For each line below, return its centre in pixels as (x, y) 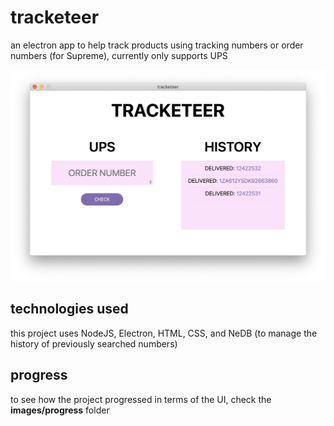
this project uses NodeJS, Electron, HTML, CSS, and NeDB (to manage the (164, 333)
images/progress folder (60, 410)
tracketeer (55, 17)
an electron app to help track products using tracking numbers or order (157, 45)
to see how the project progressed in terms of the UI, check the (141, 399)
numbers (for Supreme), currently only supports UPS (119, 55)
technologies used (69, 309)
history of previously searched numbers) (94, 343)
